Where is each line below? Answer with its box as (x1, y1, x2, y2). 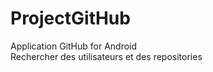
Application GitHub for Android (10, 40, 138, 52)
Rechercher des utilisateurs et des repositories (10, 50, 203, 62)
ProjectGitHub (10, 7, 131, 30)
